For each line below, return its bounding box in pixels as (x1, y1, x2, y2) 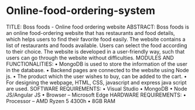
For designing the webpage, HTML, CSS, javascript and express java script (6, 79, 187, 86)
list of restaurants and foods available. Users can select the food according (6, 42, 187, 49)
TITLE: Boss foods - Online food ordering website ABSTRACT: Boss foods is (6, 23, 189, 30)
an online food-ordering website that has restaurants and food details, (6, 29, 175, 36)
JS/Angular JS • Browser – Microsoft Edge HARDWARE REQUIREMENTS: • (6, 91, 186, 98)
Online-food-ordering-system (6, 4, 156, 17)
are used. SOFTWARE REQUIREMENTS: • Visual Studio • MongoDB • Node (6, 85, 187, 92)
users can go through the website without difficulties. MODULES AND (6, 54, 175, 61)
